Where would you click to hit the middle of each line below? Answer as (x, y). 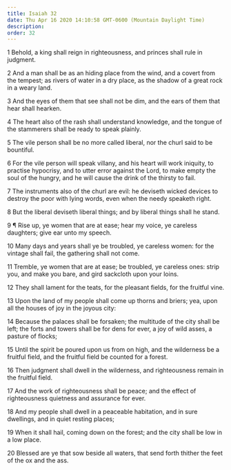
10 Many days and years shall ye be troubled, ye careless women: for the (111, 246)
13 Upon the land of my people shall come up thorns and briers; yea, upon (112, 301)
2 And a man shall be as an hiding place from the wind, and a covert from (111, 73)
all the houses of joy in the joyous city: (62, 309)
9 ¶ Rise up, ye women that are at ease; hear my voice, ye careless (102, 226)
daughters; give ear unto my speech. (59, 233)
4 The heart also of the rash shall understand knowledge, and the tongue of (115, 122)
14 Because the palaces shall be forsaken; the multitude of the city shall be (113, 322)
